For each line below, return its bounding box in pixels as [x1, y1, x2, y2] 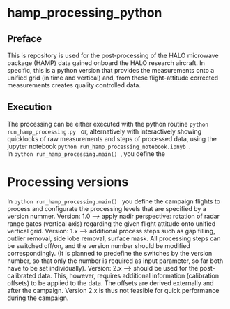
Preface [7, 33, 43, 45]
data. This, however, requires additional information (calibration [37, 271, 220, 280]
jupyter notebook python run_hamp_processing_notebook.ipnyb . [7, 142, 191, 150]
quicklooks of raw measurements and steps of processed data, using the [7, 134, 217, 143]
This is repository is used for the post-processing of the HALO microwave [7, 51, 219, 59]
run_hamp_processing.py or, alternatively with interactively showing [7, 127, 202, 136]
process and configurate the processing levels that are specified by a [7, 204, 207, 213]
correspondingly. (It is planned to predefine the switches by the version [7, 249, 213, 257]
